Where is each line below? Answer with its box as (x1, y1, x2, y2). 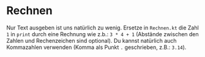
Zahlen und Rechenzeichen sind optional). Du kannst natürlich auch (6, 37, 177, 44)
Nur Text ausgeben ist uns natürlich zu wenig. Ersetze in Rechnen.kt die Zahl (6, 24, 199, 31)
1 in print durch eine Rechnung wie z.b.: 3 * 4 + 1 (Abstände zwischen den (6, 30, 199, 37)
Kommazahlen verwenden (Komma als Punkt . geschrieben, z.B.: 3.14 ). (6, 44, 187, 51)
